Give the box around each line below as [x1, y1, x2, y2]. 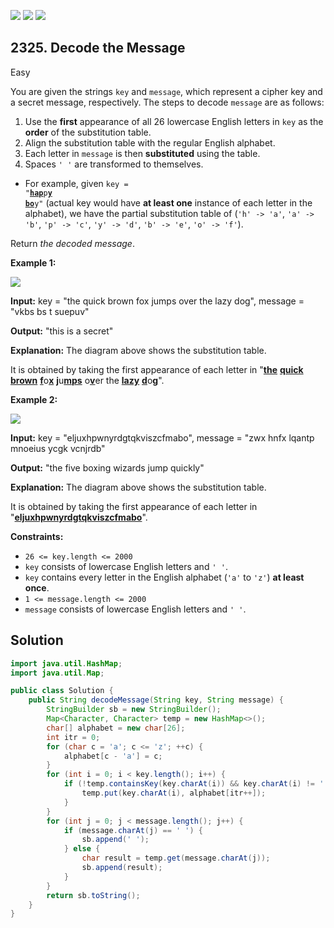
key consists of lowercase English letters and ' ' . [24, 560, 228, 572]
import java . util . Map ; [10, 668, 105, 678]
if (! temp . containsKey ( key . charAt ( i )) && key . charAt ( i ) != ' [63, 779, 325, 789]
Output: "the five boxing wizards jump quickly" [10, 461, 205, 474]
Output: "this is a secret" [10, 325, 114, 337]
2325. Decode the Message [10, 40, 186, 57]
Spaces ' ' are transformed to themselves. [24, 158, 204, 170]
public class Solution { [10, 686, 114, 696]
